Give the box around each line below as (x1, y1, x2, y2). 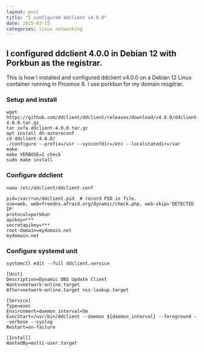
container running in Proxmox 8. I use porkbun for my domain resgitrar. (6, 80, 184, 88)
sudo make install (6, 157, 53, 163)
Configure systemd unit (6, 246, 78, 255)
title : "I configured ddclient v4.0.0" (6, 15, 107, 21)
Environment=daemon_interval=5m (6, 308, 88, 314)
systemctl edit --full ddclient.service (6, 260, 110, 266)
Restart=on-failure (6, 324, 56, 330)
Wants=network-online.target (6, 282, 80, 288)
